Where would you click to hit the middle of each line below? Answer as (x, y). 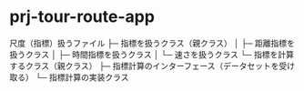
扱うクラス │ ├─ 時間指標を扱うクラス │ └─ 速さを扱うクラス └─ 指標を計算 (152, 54)
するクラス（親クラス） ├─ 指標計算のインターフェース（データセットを (144, 66)
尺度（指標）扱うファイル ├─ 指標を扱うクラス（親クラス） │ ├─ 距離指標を (152, 43)
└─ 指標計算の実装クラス (82, 77)
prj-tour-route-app (82, 17)
